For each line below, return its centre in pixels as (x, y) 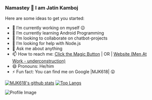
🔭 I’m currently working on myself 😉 (49, 28)
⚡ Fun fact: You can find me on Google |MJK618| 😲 (64, 72)
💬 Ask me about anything (37, 49)
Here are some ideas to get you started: (45, 19)
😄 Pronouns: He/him (33, 66)
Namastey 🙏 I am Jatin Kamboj (42, 8)
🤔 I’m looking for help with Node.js (46, 43)
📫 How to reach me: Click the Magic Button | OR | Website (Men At (79, 54)
